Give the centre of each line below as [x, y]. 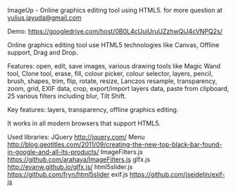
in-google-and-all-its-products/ [53, 152]
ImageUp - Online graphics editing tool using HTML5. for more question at [115, 10]
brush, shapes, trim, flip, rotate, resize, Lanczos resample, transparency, [112, 81]
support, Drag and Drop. [43, 52]
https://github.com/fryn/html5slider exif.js [68, 174]
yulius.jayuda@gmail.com [44, 18]
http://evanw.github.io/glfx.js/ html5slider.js [70, 167]
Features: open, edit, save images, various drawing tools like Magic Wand [114, 66]
